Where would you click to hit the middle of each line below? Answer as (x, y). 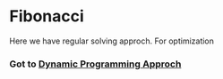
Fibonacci (47, 16)
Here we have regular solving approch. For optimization (112, 41)
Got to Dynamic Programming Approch (95, 64)
